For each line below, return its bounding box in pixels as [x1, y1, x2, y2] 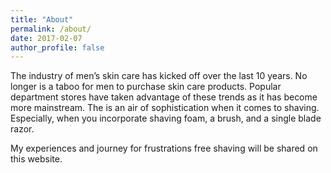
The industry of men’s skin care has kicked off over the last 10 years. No [10, 70, 308, 82]
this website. [10, 153, 63, 165]
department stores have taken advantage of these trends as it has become [10, 91, 318, 103]
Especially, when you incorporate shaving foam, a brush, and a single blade [10, 112, 322, 125]
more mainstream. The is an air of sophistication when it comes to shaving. [10, 102, 320, 114]
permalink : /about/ [10, 24, 92, 34]
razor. [10, 123, 35, 135]
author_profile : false [10, 42, 105, 53]
